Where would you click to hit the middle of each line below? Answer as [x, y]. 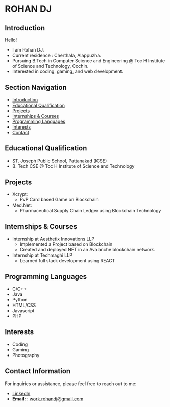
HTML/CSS [24, 305]
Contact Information [38, 371]
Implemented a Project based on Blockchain [66, 244]
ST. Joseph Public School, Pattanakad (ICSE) [59, 161]
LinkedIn [21, 393]
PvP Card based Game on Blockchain [59, 200]
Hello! [11, 40]
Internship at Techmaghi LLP [42, 255]
